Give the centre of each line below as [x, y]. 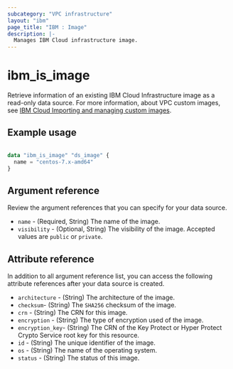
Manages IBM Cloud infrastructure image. [76, 41]
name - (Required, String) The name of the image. [89, 222]
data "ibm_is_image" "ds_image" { [59, 155]
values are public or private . [60, 237]
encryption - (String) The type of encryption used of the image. [110, 320]
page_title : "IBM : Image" [47, 27]
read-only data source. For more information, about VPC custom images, [114, 103]
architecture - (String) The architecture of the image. [96, 298]
